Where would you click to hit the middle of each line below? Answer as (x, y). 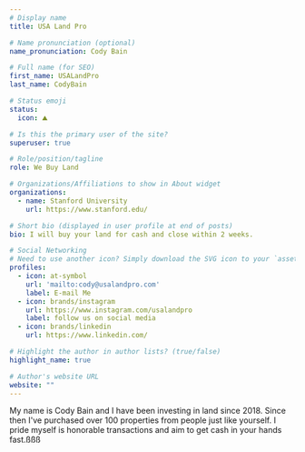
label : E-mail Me (59, 293)
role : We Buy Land (44, 168)
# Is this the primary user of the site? (89, 134)
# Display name (38, 18)
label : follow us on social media (91, 318)
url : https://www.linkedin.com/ (87, 336)
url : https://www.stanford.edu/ (87, 209)
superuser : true (40, 143)
